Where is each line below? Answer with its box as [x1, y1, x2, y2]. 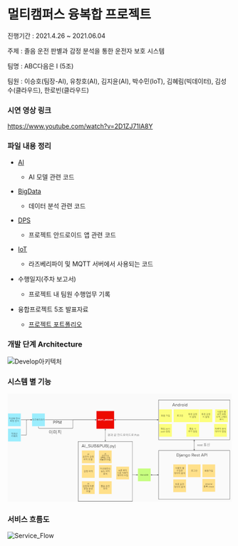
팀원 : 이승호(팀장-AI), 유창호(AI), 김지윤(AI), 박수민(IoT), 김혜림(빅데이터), [7, 76, 214, 86]
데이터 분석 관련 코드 [28, 201, 86, 210]
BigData [17, 187, 41, 195]
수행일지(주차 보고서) [17, 274, 76, 283]
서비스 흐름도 [7, 515, 50, 525]
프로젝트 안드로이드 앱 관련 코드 [28, 230, 116, 239]
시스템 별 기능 [7, 376, 52, 386]
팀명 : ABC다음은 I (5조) [7, 61, 74, 70]
